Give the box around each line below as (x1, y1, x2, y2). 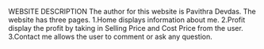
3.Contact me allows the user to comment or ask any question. (8, 32, 212, 41)
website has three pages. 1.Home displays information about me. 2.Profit (8, 15, 246, 24)
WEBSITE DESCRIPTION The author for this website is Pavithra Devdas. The (8, 7, 256, 16)
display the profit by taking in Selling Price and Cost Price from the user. (8, 24, 243, 32)
